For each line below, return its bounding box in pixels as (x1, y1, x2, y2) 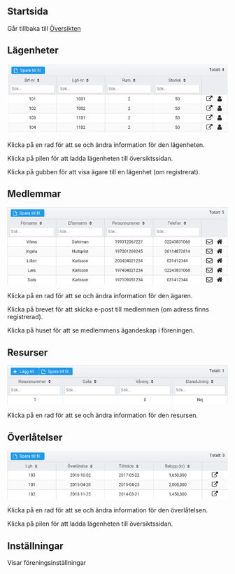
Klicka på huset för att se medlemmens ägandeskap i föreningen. (7, 326, 194, 335)
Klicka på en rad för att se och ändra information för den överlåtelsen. (7, 506, 208, 514)
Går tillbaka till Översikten (7, 24, 82, 32)
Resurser (7, 346, 48, 358)
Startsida (7, 6, 49, 17)
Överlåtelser (7, 431, 63, 443)
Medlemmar (7, 188, 62, 200)
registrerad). (7, 313, 43, 321)
